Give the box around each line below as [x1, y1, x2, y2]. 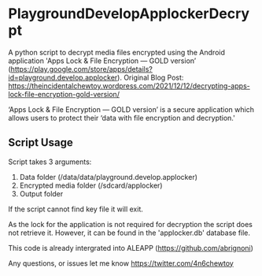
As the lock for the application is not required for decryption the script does [8, 219, 253, 229]
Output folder [19, 188, 64, 198]
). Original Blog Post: [116, 73, 184, 82]
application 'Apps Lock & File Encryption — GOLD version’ [8, 56, 197, 65]
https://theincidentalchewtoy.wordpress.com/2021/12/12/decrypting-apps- [8, 80, 250, 91]
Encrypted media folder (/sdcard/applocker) [19, 181, 163, 190]
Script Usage [8, 136, 73, 150]
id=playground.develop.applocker [8, 73, 118, 82]
